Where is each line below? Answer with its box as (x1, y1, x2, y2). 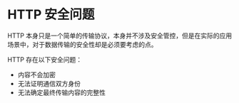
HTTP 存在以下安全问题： (7, 55, 83, 64)
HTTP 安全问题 (7, 6, 95, 23)
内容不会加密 (17, 70, 56, 79)
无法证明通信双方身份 (17, 79, 81, 87)
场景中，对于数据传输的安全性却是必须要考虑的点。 (7, 40, 158, 48)
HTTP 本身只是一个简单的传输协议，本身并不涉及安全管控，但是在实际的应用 (7, 31, 233, 40)
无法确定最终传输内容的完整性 (17, 88, 106, 97)
